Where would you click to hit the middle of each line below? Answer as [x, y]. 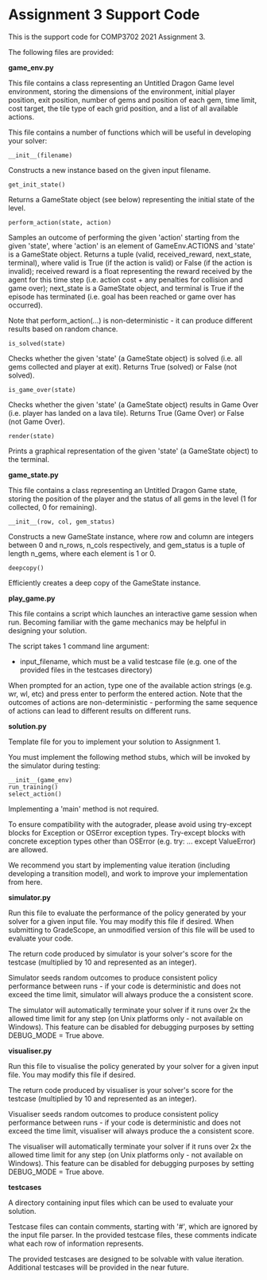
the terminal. [29, 459]
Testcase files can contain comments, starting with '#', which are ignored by [133, 1226]
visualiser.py [30, 1051]
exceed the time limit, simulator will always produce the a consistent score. [131, 994]
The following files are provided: [61, 52]
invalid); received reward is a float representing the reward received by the [130, 271]
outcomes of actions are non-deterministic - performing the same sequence [133, 702]
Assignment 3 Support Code [104, 15]
